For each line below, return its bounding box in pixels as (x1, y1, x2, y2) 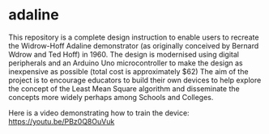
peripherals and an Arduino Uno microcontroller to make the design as (8, 58, 243, 68)
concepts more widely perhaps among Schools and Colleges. (8, 92, 214, 102)
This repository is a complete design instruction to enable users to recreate (8, 32, 259, 42)
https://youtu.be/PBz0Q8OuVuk (8, 116, 115, 126)
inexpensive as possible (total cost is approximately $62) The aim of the (8, 66, 249, 76)
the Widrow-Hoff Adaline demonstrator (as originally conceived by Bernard (8, 40, 259, 50)
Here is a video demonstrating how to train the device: (8, 107, 190, 118)
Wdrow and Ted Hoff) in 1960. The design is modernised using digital (8, 49, 239, 59)
